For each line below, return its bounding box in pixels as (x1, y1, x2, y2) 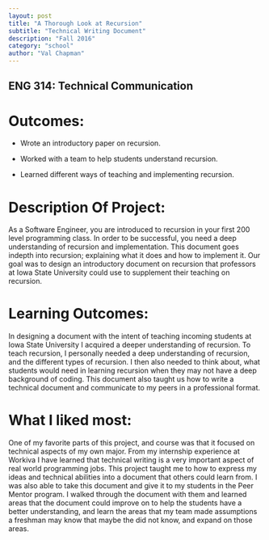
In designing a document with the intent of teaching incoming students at (8, 331, 252, 341)
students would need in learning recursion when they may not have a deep (8, 365, 257, 376)
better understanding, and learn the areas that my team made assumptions (8, 507, 258, 517)
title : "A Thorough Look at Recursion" (8, 19, 143, 27)
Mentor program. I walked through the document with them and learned (8, 490, 247, 500)
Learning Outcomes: (8, 305, 149, 323)
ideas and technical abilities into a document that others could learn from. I (8, 472, 258, 482)
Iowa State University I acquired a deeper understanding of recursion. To (8, 340, 251, 350)
